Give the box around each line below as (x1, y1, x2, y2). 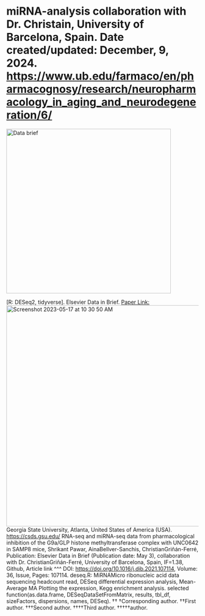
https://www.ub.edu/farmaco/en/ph (6, 69, 194, 83)
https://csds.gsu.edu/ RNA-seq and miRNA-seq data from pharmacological (6, 532, 195, 540)
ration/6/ (6, 108, 52, 122)
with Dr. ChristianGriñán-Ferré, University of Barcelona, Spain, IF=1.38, (6, 558, 184, 566)
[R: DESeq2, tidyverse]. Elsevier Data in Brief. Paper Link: (6, 298, 150, 306)
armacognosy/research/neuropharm (6, 82, 196, 96)
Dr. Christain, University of (6, 17, 145, 31)
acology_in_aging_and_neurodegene (6, 95, 196, 109)
